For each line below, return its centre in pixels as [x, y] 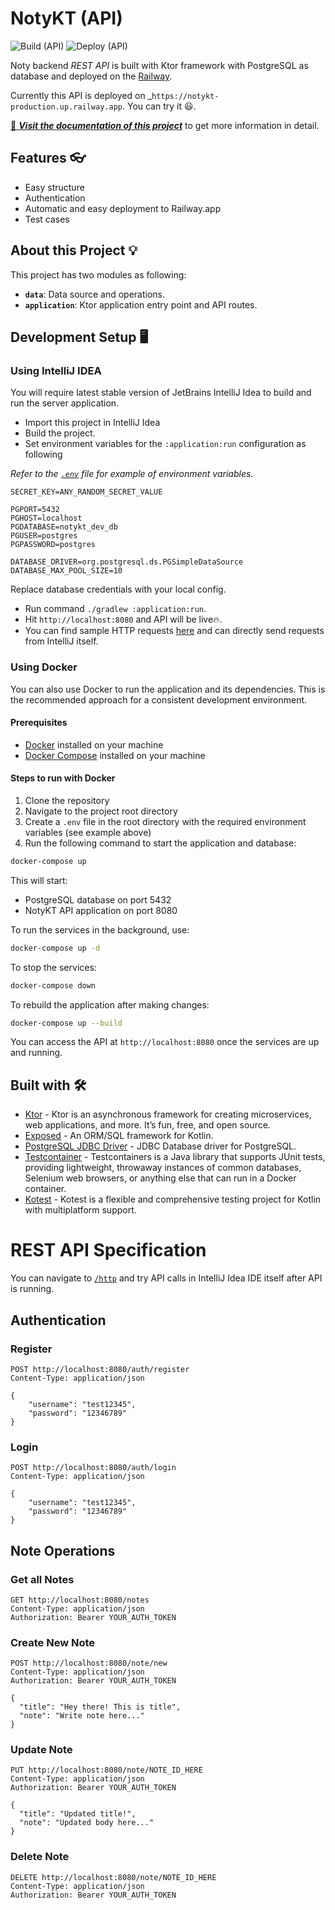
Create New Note [53, 1642]
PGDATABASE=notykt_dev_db [64, 527]
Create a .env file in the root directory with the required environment [165, 821]
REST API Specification [108, 1250]
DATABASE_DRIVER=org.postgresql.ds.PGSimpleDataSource [127, 562]
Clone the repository [67, 800]
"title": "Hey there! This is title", [100, 1707]
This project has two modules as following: [98, 274]
